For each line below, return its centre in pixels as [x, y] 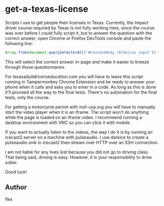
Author [16, 187]
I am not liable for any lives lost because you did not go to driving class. [77, 152]
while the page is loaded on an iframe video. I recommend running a [74, 117]
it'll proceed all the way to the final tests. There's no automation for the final [81, 92]
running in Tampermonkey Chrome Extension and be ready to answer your [80, 81]
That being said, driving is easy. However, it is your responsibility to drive [79, 157]
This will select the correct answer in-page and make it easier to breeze [77, 62]
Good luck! [16, 172]
